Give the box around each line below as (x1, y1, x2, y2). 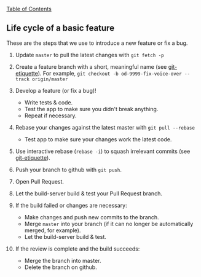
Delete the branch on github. (24, 263, 97, 271)
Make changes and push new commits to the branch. (24, 213, 159, 220)
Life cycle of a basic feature (6, 23, 115, 33)
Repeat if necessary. (24, 112, 77, 119)
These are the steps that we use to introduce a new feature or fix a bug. (6, 39, 188, 47)
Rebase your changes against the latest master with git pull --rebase (15, 123, 195, 131)
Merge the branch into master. (24, 257, 101, 264)
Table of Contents (6, 6, 52, 12)
